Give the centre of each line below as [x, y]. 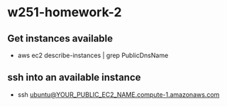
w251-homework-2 [65, 12]
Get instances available [60, 39]
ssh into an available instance [74, 77]
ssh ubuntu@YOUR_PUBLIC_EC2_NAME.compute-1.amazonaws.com [118, 94]
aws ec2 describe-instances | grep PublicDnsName [93, 55]
